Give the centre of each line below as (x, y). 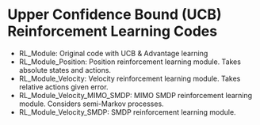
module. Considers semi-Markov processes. (91, 104)
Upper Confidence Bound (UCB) (115, 15)
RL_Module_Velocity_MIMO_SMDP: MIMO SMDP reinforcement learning (136, 95)
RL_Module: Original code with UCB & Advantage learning (113, 53)
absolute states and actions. (65, 70)
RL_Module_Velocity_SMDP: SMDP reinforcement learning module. (127, 112)
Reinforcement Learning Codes (113, 31)
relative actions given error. (63, 87)
